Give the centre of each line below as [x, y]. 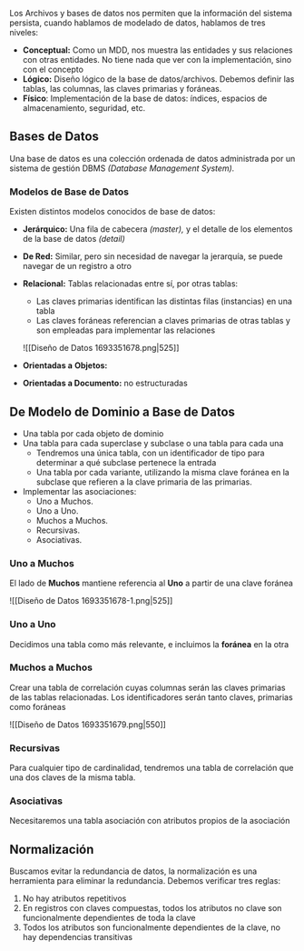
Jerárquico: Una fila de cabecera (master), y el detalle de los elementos [157, 229]
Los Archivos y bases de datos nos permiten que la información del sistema [151, 13]
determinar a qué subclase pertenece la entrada [126, 462]
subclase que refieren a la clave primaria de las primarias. [144, 482]
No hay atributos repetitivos [74, 898]
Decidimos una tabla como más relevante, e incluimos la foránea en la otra [149, 644]
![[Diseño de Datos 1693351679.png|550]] [88, 724]
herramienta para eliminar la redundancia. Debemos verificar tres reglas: [145, 881]
